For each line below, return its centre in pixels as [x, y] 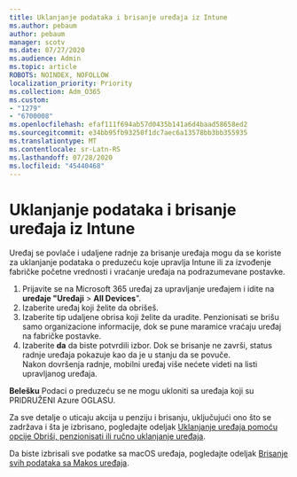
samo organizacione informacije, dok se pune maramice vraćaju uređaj [152, 327]
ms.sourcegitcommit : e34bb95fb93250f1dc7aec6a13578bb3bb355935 [129, 133]
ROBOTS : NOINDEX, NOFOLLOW [59, 75]
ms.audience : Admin [45, 59]
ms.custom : [29, 100]
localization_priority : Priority [71, 83]
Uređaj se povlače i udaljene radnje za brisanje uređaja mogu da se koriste [145, 253]
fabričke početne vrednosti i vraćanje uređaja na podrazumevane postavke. [147, 272]
